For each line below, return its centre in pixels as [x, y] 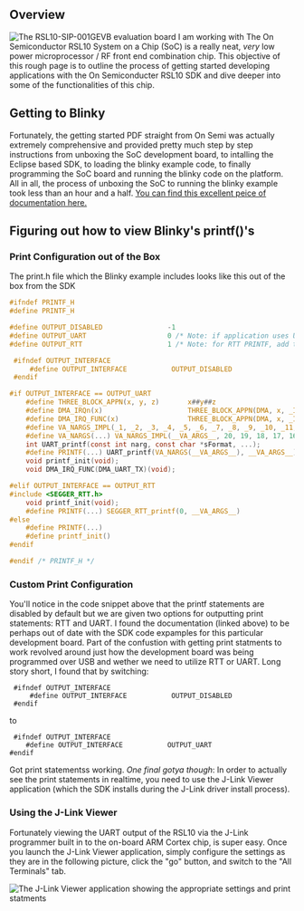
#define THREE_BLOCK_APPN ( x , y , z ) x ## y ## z [121, 402]
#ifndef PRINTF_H [42, 302]
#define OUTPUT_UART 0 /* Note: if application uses [149, 336]
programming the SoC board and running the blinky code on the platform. [147, 173]
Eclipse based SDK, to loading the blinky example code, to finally [130, 164]
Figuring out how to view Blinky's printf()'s [132, 231]
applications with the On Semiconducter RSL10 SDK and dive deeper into [145, 75]
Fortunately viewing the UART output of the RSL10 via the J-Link [129, 832]
